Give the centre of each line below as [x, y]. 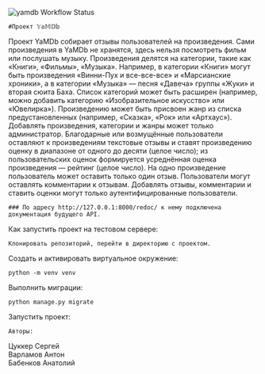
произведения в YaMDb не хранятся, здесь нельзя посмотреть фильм [127, 50]
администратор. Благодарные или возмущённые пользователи [116, 134]
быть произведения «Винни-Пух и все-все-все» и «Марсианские [120, 75]
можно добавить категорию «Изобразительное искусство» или [116, 100]
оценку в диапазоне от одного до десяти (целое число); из [108, 151]
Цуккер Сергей [34, 346]
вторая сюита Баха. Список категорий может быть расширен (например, [133, 92]
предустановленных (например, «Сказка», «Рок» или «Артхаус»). [120, 117]
